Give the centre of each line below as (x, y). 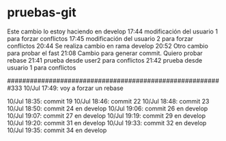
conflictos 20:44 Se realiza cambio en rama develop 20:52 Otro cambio (108, 46)
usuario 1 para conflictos (42, 67)
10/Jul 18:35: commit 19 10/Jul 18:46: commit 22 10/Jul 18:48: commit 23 (108, 101)
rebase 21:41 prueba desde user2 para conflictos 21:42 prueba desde (105, 60)
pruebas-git (42, 13)
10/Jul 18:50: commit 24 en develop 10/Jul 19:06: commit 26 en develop (108, 108)
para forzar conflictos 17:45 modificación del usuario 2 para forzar (100, 38)
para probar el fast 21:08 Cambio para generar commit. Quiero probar (105, 53)
